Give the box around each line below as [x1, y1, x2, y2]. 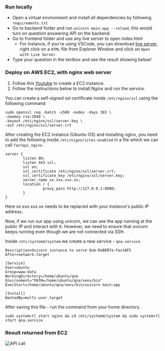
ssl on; [23, 164, 39, 169]
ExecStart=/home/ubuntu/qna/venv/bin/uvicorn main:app [5, 282, 121, 287]
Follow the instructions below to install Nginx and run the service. [12, 85, 146, 91]
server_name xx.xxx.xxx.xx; [23, 177, 81, 182]
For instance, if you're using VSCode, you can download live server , [19, 41, 158, 47]
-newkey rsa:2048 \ [5, 114, 45, 119]
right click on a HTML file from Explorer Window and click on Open [19, 46, 150, 52]
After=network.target [5, 252, 50, 257]
